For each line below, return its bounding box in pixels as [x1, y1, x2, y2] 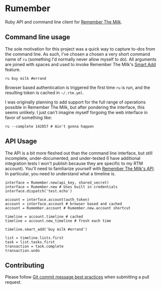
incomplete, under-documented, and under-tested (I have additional [5, 155, 141, 161]
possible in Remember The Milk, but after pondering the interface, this [5, 104, 145, 110]
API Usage [5, 137, 37, 146]
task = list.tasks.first [5, 239, 55, 244]
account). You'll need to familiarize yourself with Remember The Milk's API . [5, 166, 155, 171]
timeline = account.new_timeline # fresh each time [5, 218, 111, 223]
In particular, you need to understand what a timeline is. [5, 170, 116, 176]
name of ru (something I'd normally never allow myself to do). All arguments [5, 56, 157, 62]
